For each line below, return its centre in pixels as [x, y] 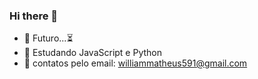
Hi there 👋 [34, 16]
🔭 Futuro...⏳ [48, 38]
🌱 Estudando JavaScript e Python [93, 53]
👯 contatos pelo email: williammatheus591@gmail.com [135, 63]
